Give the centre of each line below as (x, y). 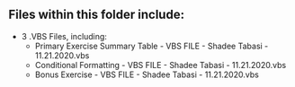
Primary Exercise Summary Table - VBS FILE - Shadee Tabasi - (152, 46)
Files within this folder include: (97, 15)
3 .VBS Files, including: (64, 36)
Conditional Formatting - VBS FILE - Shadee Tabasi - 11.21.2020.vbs (161, 65)
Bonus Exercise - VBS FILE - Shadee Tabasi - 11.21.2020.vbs (147, 74)
